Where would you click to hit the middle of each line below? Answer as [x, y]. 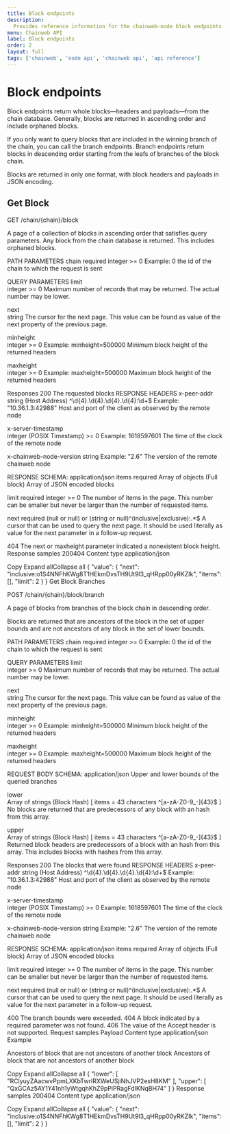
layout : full [26, 52]
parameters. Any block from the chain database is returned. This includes [111, 240]
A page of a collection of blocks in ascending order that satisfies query [107, 233]
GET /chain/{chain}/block [43, 220]
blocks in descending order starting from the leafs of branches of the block [113, 154]
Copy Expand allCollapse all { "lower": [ [63, 1074]
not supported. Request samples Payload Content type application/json [108, 1032]
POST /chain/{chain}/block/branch [56, 594]
